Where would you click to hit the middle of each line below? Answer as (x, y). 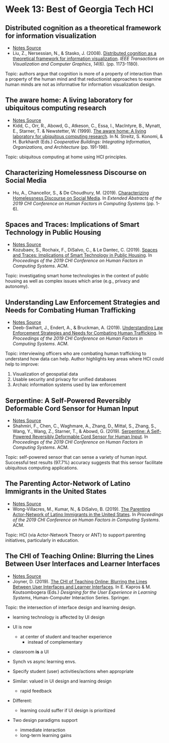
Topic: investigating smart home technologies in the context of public (77, 276)
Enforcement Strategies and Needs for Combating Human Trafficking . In (88, 333)
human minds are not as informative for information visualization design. (80, 84)
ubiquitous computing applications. (42, 468)
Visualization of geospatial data (45, 374)
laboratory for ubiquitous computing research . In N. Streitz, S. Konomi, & (88, 136)
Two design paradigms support (45, 720)
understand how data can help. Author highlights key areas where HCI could (84, 359)
